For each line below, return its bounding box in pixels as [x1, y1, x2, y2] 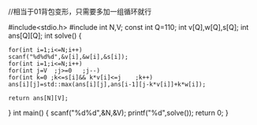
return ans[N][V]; [8, 94, 69, 102]
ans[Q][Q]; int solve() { [8, 31, 82, 40]
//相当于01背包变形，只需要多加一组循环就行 [8, 7, 152, 16]
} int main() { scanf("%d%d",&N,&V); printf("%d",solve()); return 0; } [8, 108, 229, 117]
